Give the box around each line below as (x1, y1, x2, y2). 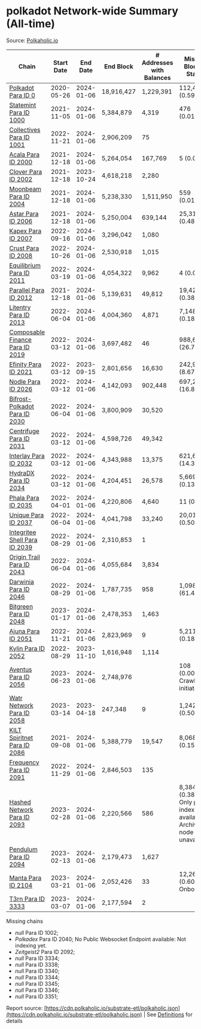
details (6, 1017, 23, 1024)
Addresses (141, 58, 173, 67)
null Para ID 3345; (14, 980, 60, 987)
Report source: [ (6, 1004, 47, 1012)
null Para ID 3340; (14, 967, 60, 974)
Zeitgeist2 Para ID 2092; (14, 948, 75, 955)
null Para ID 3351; (14, 992, 59, 1000)
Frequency (9, 758, 39, 766)
